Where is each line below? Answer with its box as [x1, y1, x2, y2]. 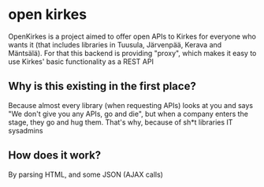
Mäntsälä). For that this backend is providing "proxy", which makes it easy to [8, 48, 257, 58]
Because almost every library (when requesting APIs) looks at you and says [8, 100, 254, 110]
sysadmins [8, 125, 43, 135]
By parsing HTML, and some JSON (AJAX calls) [8, 170, 164, 179]
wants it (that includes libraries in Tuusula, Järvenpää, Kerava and [8, 39, 222, 49]
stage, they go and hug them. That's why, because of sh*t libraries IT [8, 117, 233, 127]
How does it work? [8, 148, 102, 163]
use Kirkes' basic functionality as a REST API [8, 57, 154, 66]
